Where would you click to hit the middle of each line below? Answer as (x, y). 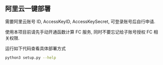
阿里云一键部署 (28, 9)
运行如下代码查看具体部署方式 (35, 48)
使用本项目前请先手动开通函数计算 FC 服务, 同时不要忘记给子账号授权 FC (79, 32)
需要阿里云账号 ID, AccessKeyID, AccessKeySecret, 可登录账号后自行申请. (80, 22)
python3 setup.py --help (31, 58)
